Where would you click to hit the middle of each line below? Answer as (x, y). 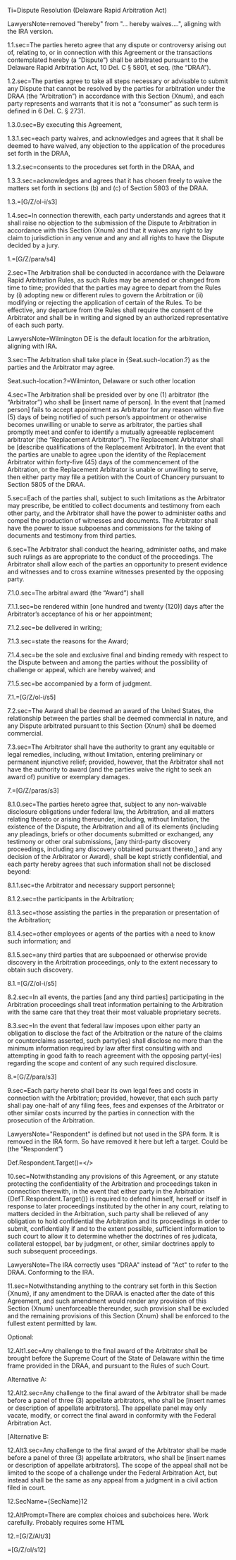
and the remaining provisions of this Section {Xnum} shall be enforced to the (118, 1316)
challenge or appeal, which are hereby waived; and (82, 670)
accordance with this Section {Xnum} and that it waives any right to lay (110, 230)
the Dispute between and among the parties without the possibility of (107, 662)
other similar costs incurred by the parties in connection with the (101, 1113)
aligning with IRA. (32, 346)
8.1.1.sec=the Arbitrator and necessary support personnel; (91, 885)
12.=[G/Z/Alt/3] (29, 1536)
